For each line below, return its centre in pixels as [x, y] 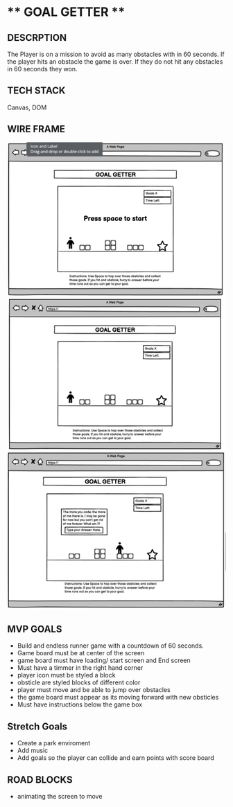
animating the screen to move [60, 797]
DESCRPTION [37, 38]
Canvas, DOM [27, 107]
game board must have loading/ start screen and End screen [104, 660]
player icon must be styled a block [66, 675]
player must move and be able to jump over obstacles [94, 690]
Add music [33, 751]
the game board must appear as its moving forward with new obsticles [118, 698]
